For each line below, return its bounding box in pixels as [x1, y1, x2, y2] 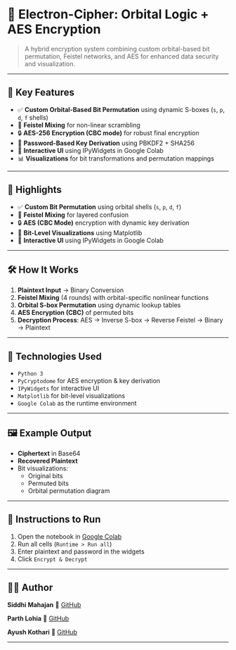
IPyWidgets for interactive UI [17, 384, 100, 393]
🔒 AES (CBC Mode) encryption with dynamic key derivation [17, 218, 190, 227]
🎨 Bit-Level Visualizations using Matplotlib [17, 228, 143, 237]
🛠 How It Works [7, 263, 79, 275]
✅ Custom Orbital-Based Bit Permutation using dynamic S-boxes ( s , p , [17, 105, 225, 113]
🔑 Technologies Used [7, 350, 102, 362]
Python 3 [17, 370, 44, 377]
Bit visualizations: [17, 464, 69, 473]
